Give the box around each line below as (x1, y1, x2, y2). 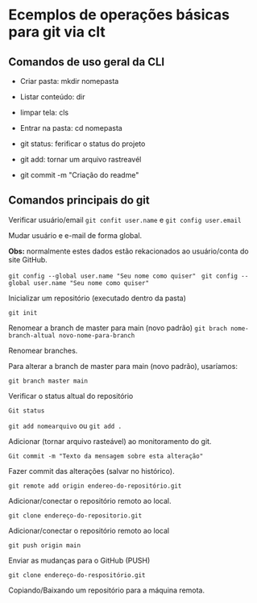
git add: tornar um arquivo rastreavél (19, 155, 142, 164)
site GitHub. (8, 254, 48, 264)
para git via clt (8, 23, 106, 41)
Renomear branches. (8, 345, 78, 355)
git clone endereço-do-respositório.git (8, 571, 147, 579)
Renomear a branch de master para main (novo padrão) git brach (8, 323, 228, 333)
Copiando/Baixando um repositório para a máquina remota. (8, 585, 205, 595)
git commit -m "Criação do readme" (19, 170, 139, 179)
